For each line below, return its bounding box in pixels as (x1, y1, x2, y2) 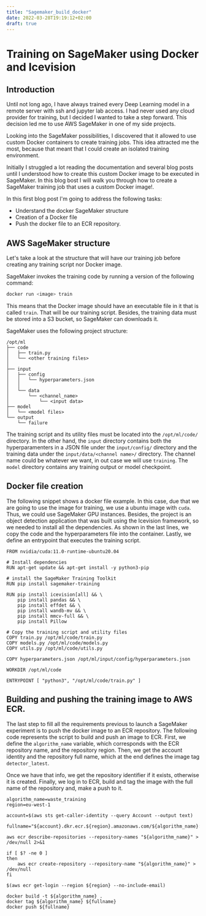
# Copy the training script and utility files (6, 629, 128, 635)
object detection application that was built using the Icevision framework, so (6, 517, 199, 524)
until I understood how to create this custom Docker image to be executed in (6, 170, 200, 178)
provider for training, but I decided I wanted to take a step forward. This (6, 114, 187, 121)
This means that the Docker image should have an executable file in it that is (6, 302, 199, 310)
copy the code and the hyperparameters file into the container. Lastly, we (6, 530, 192, 537)
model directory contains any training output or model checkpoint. (6, 464, 172, 471)
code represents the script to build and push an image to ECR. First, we (6, 733, 186, 741)
